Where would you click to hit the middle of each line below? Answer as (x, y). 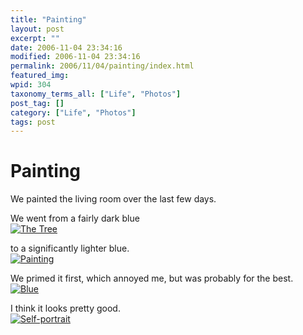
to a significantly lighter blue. (70, 248)
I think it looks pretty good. (65, 308)
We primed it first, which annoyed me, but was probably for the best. (152, 278)
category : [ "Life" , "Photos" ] (73, 112)
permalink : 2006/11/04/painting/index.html (102, 66)
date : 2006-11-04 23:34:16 (66, 47)
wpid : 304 (31, 85)
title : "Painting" (48, 19)
